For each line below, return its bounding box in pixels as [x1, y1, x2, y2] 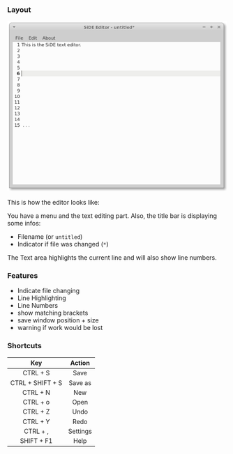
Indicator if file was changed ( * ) [17, 240, 110, 249]
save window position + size [17, 316, 99, 324]
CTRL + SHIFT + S [10, 378, 63, 387]
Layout [7, 5, 31, 15]
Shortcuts [7, 341, 42, 351]
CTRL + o [22, 398, 50, 407]
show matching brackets [17, 308, 89, 318]
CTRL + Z [22, 407, 50, 416]
